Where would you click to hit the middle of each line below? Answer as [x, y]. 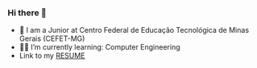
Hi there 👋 [27, 13]
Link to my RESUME [52, 56]
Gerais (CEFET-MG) [52, 38]
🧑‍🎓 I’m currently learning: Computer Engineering [99, 47]
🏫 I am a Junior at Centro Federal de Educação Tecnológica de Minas [134, 30]
